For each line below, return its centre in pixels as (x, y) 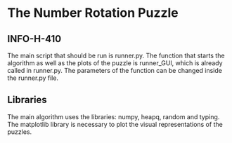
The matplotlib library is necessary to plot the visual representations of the (115, 124)
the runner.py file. (33, 78)
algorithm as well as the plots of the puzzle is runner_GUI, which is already (115, 63)
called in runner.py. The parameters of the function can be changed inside (115, 70)
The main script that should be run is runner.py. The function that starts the (116, 55)
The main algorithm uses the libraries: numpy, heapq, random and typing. (114, 116)
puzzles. (20, 132)
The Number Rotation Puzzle (93, 13)
